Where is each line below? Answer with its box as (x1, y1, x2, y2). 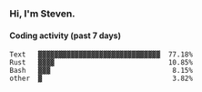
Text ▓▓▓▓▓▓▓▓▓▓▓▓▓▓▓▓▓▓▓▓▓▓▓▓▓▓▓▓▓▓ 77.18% (9, 50, 194, 59)
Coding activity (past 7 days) (9, 30, 121, 41)
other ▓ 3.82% (9, 74, 194, 84)
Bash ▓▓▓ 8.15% (9, 66, 194, 76)
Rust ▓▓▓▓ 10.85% (9, 58, 194, 67)
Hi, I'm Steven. (9, 7, 76, 20)
